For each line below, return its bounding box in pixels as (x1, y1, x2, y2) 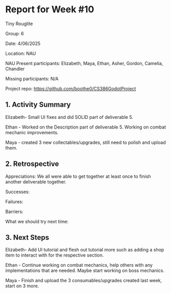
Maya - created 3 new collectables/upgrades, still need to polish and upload (5, 139, 166, 145)
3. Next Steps (5, 233, 50, 242)
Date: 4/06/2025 (5, 40, 41, 47)
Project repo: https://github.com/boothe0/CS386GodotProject (5, 86, 136, 92)
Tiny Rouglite (5, 20, 33, 27)
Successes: (5, 189, 30, 195)
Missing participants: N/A (5, 75, 59, 81)
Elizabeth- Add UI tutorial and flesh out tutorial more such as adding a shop (5, 247, 164, 253)
